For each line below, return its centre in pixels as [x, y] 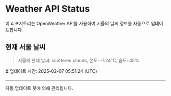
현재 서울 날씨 [25, 47]
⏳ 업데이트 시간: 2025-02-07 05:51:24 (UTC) [51, 71]
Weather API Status [48, 9]
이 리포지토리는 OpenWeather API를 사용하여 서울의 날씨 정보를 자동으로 [78, 23]
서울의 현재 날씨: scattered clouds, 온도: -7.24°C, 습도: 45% [78, 60]
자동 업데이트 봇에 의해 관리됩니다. [39, 88]
